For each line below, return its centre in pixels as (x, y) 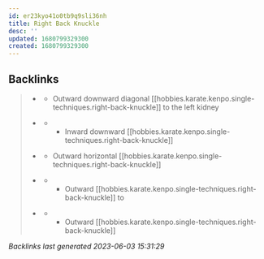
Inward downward (95, 132)
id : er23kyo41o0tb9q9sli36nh (58, 16)
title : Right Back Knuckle (54, 24)
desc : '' (23, 31)
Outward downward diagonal (101, 98)
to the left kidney (191, 107)
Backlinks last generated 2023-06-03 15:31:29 (87, 246)
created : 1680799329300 (49, 46)
